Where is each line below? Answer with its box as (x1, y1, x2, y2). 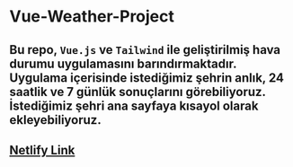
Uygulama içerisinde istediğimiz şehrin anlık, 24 (9, 70, 285, 85)
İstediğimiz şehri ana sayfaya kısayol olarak (9, 98, 259, 113)
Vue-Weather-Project (9, 6, 175, 27)
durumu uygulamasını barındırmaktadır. (9, 56, 236, 71)
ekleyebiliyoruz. (9, 112, 102, 127)
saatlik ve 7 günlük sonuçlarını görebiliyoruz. (9, 83, 266, 100)
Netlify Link (9, 142, 75, 158)
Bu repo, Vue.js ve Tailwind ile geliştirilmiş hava (9, 42, 281, 57)
